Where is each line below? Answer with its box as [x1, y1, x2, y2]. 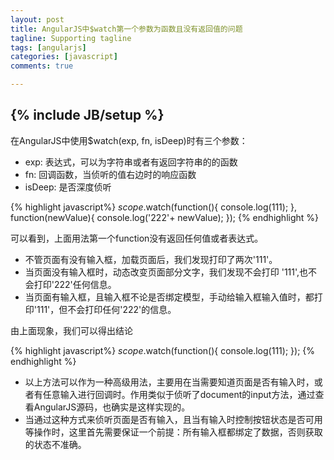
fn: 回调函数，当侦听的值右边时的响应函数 [24, 168, 197, 180]
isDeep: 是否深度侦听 [24, 181, 112, 193]
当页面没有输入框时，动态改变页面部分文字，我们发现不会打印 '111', [24, 266, 300, 278]
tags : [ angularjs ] [10, 42, 87, 53]
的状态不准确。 [24, 438, 87, 450]
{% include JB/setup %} [10, 107, 165, 124]
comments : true [10, 61, 74, 71]
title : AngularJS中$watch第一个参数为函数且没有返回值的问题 [10, 24, 243, 34]
